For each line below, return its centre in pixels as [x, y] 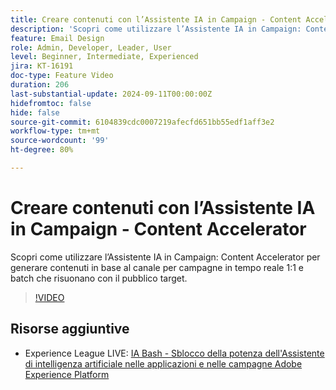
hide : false [35, 112]
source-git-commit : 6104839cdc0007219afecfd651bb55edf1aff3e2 [142, 122]
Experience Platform [67, 374]
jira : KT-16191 [42, 66]
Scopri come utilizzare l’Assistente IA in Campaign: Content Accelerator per [165, 257]
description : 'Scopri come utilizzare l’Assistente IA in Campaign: [156, 29]
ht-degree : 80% [42, 150]
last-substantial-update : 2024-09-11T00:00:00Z [111, 94]
